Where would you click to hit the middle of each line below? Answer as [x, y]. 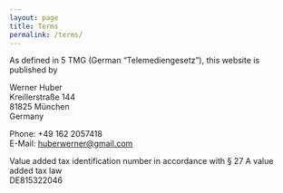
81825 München [39, 107]
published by [34, 70]
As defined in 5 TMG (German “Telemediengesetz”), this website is [135, 61]
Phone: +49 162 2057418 [56, 134]
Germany [27, 116]
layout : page [34, 18]
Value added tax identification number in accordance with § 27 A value [141, 161]
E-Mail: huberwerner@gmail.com [71, 144]
